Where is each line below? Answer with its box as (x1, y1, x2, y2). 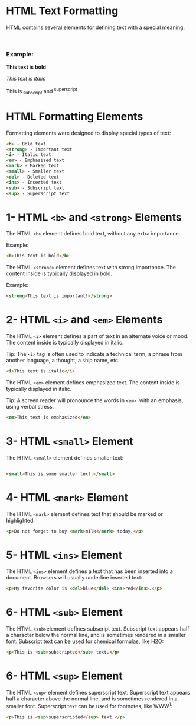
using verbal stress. (6, 403, 54, 410)
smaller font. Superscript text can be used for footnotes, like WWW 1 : (6, 701, 173, 709)
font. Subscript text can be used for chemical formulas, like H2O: (6, 638, 164, 645)
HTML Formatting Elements (6, 110, 143, 123)
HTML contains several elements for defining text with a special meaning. (6, 24, 185, 31)
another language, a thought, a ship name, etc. (6, 357, 120, 364)
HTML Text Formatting (6, 4, 119, 18)
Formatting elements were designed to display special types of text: (6, 129, 171, 136)
